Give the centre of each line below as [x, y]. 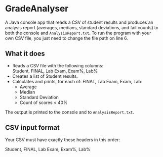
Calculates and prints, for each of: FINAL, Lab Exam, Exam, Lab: [77, 81]
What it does [25, 54]
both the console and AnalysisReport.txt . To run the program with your [78, 33]
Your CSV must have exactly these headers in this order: [62, 140]
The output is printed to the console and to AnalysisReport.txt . [70, 112]
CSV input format [33, 128]
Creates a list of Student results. [45, 76]
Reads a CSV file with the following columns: [58, 65]
